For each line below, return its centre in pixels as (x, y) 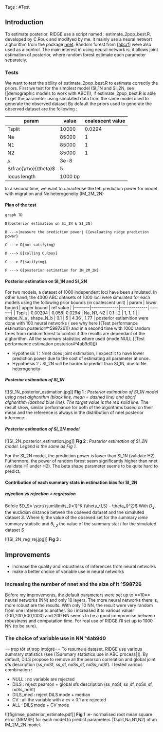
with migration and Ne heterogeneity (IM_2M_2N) (54, 194)
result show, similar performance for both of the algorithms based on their (79, 408)
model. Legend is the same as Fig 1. (41, 446)
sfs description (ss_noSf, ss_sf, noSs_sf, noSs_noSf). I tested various (74, 664)
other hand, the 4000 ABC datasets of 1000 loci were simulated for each (78, 297)
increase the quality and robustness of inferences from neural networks (84, 567)
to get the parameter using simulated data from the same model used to (77, 99)
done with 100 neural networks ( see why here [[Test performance (72, 323)
